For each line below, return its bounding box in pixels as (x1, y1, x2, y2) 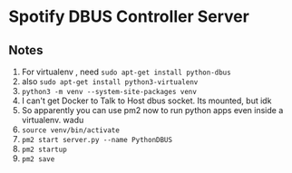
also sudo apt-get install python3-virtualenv (21, 76, 199, 87)
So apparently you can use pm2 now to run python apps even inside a (21, 105, 284, 115)
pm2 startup (21, 145, 67, 154)
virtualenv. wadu (21, 115, 84, 125)
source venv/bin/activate (21, 126, 120, 135)
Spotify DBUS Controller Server (8, 6, 250, 27)
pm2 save (21, 155, 55, 164)
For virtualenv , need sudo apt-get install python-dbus (21, 66, 232, 77)
